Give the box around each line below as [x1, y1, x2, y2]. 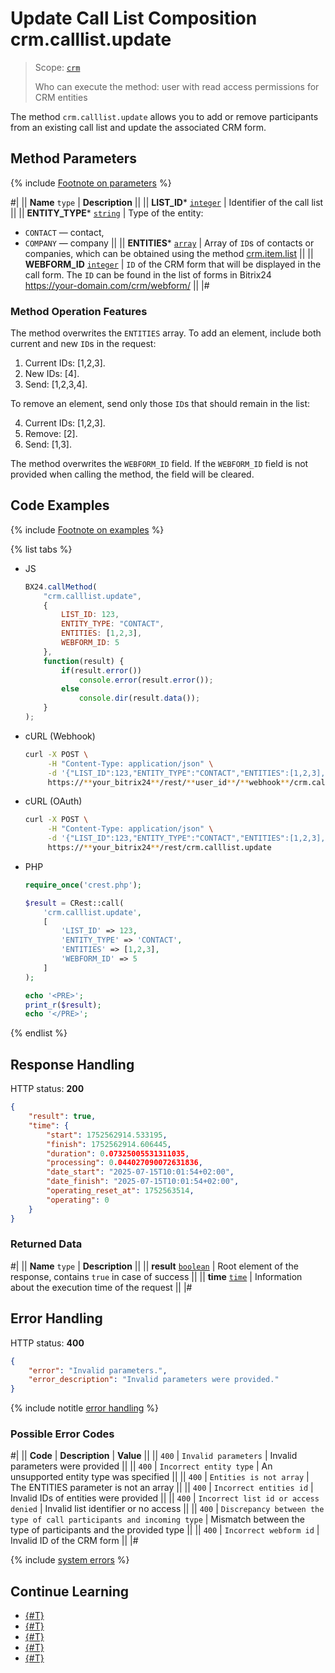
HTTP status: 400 [10, 1337, 85, 1349]
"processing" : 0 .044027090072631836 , [46, 1158, 203, 1168]
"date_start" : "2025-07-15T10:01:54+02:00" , [46, 1167, 235, 1177]
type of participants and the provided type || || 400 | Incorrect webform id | [10, 1524, 320, 1536]
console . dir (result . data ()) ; [78, 693, 201, 704]
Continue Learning [10, 1583, 130, 1600]
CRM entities [34, 91, 88, 103]
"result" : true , [28, 1112, 97, 1122]
